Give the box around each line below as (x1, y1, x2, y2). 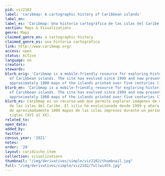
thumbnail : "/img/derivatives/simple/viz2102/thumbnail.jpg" (5, 158, 133, 163)
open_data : (5, 122, 27, 127)
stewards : (5, 67, 26, 72)
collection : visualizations (5, 154, 63, 159)
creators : (5, 62, 26, 67)
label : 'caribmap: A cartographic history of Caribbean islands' (5, 12, 141, 17)
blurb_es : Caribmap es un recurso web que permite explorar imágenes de (5, 99, 157, 104)
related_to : (5, 117, 29, 122)
